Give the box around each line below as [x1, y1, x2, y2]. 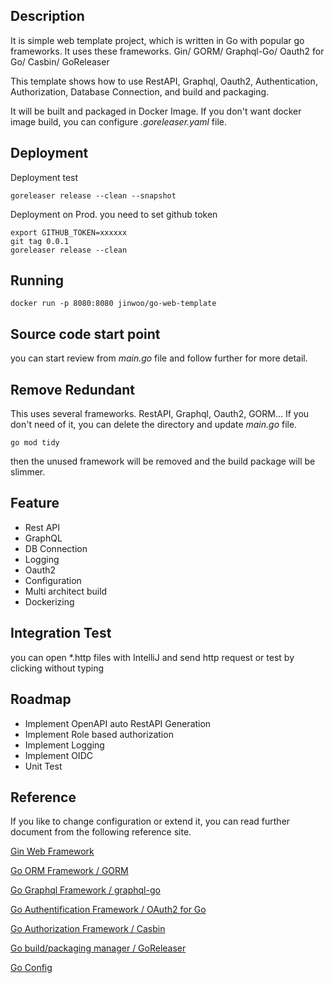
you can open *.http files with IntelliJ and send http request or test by [10, 651, 295, 663]
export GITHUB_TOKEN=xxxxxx [10, 227, 128, 238]
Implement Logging [24, 739, 105, 751]
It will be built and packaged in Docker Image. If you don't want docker [10, 105, 302, 117]
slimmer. [10, 466, 46, 478]
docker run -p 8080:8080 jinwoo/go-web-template [10, 299, 217, 309]
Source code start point [10, 325, 161, 343]
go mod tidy [10, 438, 60, 448]
